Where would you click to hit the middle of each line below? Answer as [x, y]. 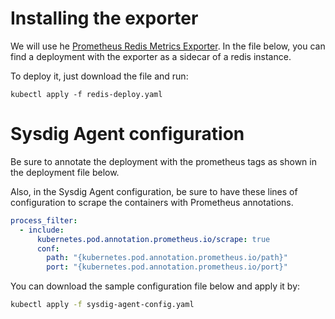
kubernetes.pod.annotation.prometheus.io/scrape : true [153, 239]
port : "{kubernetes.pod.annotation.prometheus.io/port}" [167, 267]
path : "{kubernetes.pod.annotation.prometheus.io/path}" [167, 258]
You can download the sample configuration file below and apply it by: [155, 286]
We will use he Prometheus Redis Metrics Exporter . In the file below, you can [168, 46]
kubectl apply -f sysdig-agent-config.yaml [102, 305]
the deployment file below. [65, 172]
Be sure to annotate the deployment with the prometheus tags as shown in [163, 161]
